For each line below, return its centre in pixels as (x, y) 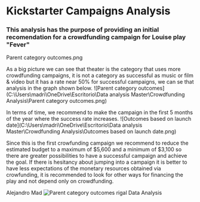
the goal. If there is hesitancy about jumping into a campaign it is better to (97, 162)
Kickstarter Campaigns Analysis (88, 11)
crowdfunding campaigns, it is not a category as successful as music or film (100, 75)
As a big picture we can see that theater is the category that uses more (93, 69)
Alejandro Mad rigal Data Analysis (84, 193)
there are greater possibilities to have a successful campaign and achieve (97, 156)
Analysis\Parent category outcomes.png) (57, 101)
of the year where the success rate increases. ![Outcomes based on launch (99, 119)
